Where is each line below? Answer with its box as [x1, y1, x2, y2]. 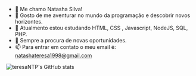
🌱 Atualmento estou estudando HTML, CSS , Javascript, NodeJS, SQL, [14, 24, 188, 31]
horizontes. [14, 18, 43, 25]
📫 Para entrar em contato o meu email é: [14, 44, 116, 50]
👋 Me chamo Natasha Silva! [14, 6, 83, 12]
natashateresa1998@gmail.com [14, 52, 92, 59]
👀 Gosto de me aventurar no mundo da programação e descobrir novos [14, 12, 191, 19]
